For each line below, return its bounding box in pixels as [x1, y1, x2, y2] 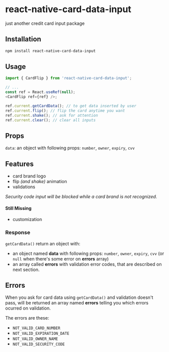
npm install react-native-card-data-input [5, 48, 96, 54]
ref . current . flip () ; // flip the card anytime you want [5, 108, 125, 113]
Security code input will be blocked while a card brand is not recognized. [5, 194, 157, 200]
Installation [5, 35, 41, 43]
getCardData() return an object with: [5, 240, 81, 246]
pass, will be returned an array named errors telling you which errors [5, 300, 149, 306]
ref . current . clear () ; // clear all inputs [5, 117, 96, 122]
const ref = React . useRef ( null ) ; [5, 90, 76, 95]
